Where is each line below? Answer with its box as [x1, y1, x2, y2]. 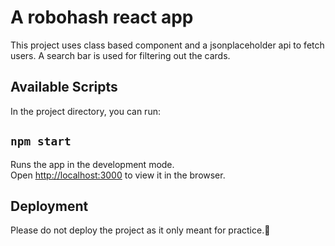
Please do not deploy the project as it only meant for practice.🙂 [10, 224, 271, 236]
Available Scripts [10, 79, 118, 96]
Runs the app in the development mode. [10, 158, 175, 170]
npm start [10, 134, 72, 149]
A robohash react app [10, 6, 194, 29]
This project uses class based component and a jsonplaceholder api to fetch [10, 39, 325, 51]
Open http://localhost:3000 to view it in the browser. [10, 169, 226, 181]
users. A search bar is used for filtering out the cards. [10, 49, 231, 61]
